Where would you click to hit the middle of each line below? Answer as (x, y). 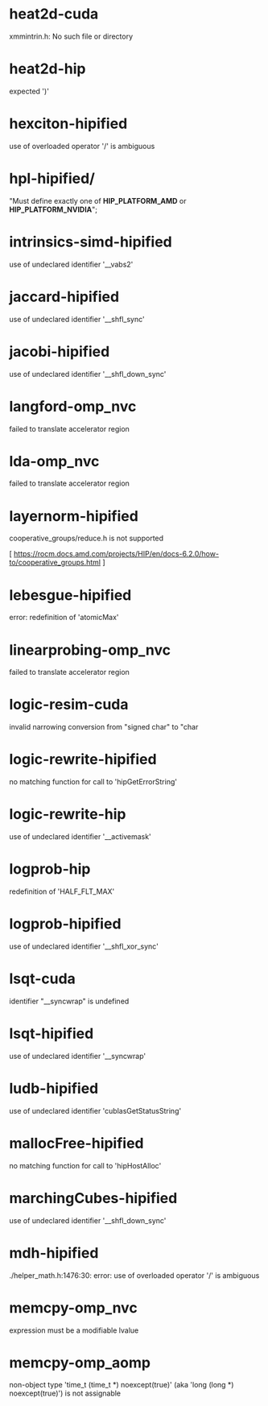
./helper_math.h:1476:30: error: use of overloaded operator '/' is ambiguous (134, 1275)
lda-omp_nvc (54, 461)
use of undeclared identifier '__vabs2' (71, 264)
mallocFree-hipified (76, 1143)
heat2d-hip (47, 69)
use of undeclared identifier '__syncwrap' (78, 1056)
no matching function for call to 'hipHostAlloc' (85, 1165)
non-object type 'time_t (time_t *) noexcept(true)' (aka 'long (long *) (122, 1385)
